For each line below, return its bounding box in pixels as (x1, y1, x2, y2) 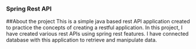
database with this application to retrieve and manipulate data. (6, 37, 157, 44)
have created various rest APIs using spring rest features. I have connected (6, 30, 189, 37)
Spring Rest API (6, 5, 52, 13)
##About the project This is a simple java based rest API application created (6, 18, 190, 25)
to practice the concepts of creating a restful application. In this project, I (6, 24, 183, 31)
